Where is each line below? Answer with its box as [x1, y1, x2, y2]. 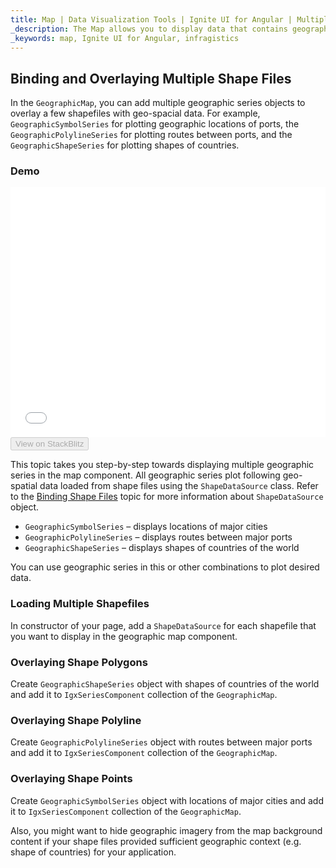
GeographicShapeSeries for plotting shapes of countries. [10, 139, 240, 151]
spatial [10, 480, 38, 492]
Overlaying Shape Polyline [10, 714, 142, 727]
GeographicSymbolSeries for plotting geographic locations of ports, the [10, 118, 300, 130]
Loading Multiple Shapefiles [10, 597, 150, 611]
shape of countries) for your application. [10, 846, 177, 858]
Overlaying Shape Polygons [10, 655, 148, 669]
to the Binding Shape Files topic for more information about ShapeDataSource [10, 491, 324, 503]
